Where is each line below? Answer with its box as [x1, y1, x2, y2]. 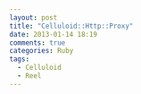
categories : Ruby [9, 47, 74, 56]
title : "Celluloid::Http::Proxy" [9, 21, 134, 30]
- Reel [17, 72, 42, 81]
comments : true [9, 38, 66, 47]
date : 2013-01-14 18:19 [9, 30, 98, 38]
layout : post [9, 13, 58, 22]
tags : [9, 55, 29, 64]
